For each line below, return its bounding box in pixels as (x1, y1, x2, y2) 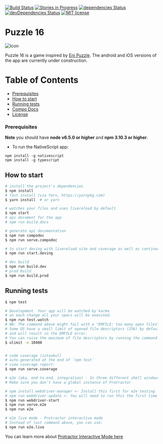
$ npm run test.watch (5, 317, 49, 322)
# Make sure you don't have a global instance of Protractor (5, 380, 131, 385)
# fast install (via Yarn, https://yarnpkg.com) (5, 193, 105, 198)
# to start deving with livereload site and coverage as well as (5, 246, 140, 251)
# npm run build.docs (5, 220, 49, 225)
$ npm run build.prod (5, 273, 49, 278)
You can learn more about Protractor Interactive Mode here (5, 433, 123, 439)
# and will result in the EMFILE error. (5, 331, 88, 336)
